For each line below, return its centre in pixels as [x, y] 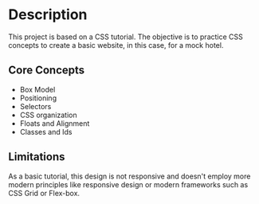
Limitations [37, 157]
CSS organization [48, 115]
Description [48, 15]
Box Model [37, 89]
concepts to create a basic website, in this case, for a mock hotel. [116, 45]
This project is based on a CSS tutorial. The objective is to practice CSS [126, 37]
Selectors [35, 106]
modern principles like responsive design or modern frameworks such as [128, 184]
